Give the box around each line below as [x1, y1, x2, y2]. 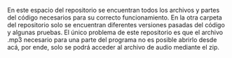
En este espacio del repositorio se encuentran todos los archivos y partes [7, 6, 220, 14]
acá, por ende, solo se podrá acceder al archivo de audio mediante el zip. [7, 43, 219, 51]
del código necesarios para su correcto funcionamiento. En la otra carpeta [7, 13, 222, 22]
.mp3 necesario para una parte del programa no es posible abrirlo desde [7, 36, 217, 44]
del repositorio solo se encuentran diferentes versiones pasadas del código [7, 21, 226, 29]
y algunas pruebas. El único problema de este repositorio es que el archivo [7, 28, 223, 36]
